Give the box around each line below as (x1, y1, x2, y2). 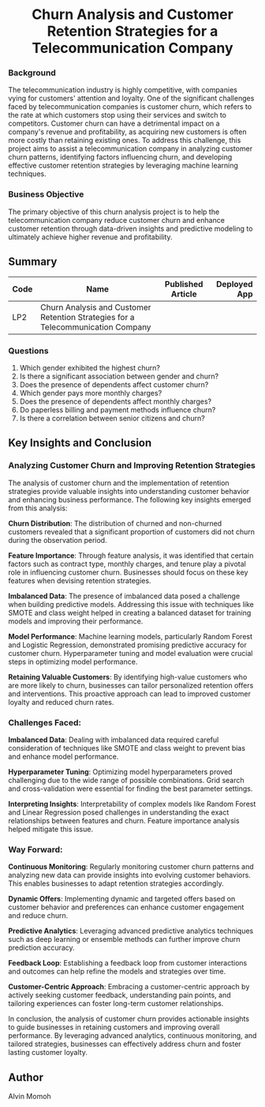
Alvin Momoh (8, 1091, 51, 1101)
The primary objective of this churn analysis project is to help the (8, 207, 220, 217)
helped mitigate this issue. (8, 824, 93, 834)
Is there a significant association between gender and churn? (19, 371, 219, 381)
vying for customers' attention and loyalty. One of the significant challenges (8, 93, 255, 104)
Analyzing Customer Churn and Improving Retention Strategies (8, 460, 256, 471)
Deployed (216, 278, 253, 289)
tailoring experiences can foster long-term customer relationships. (8, 999, 224, 1008)
